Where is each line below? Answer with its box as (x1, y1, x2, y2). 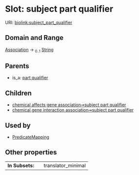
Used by (5, 121, 31, 130)
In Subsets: (7, 162, 34, 169)
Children (5, 89, 32, 97)
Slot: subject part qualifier (5, 3, 114, 15)
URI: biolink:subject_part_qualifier (5, 19, 73, 25)
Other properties (5, 148, 57, 156)
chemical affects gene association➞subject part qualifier (12, 102, 126, 108)
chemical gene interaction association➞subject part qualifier (12, 107, 134, 113)
